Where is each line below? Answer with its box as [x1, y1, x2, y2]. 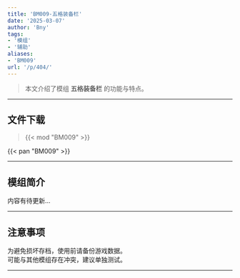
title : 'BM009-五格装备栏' [7, 10, 82, 18]
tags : [7, 30, 24, 38]
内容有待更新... [7, 197, 51, 205]
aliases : [7, 51, 34, 58]
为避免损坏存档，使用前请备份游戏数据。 [7, 247, 126, 255]
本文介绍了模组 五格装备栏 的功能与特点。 [24, 84, 148, 93]
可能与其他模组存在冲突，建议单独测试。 [7, 255, 126, 264]
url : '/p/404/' [7, 64, 53, 71]
